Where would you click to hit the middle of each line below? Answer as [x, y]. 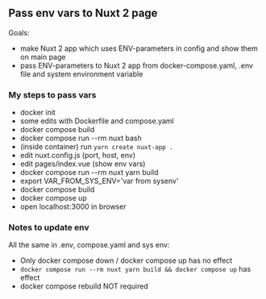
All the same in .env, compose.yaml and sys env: [89, 245]
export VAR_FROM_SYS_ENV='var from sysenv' [99, 181]
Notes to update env [49, 227]
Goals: [19, 32]
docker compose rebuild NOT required [84, 286]
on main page [43, 56]
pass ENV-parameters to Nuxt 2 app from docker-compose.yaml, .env [137, 65]
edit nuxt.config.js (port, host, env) [78, 156]
